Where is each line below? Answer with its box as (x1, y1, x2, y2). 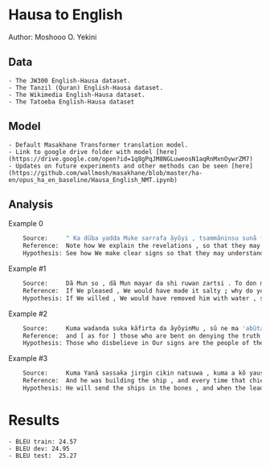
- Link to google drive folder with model (8, 148, 153, 156)
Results (8, 411, 60, 430)
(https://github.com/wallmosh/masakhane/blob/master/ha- (8, 168, 203, 177)
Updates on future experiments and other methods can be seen (15, 162, 228, 170)
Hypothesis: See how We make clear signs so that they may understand (22, 249, 264, 257)
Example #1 (8, 264, 47, 274)
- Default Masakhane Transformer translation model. (8, 140, 189, 149)
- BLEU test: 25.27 (8, 452, 78, 460)
